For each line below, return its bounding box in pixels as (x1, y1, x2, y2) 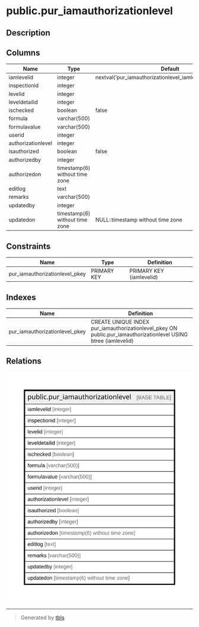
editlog (8, 185, 26, 192)
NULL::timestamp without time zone (95, 216, 182, 223)
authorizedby (8, 156, 41, 163)
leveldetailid (8, 98, 38, 105)
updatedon (8, 216, 36, 223)
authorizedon (8, 171, 41, 178)
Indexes (6, 292, 37, 303)
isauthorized (8, 148, 40, 155)
